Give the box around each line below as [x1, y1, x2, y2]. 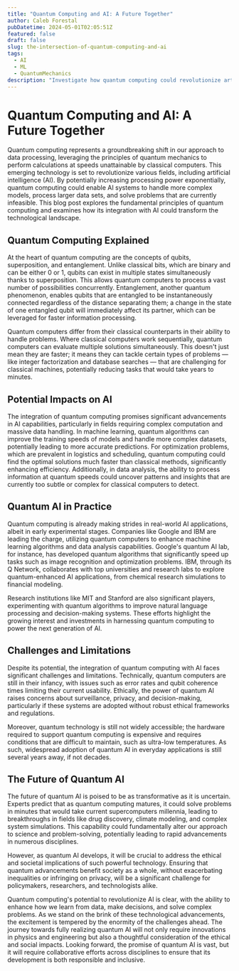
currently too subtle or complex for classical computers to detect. [7, 480, 199, 488]
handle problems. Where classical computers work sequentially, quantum [7, 335, 223, 343]
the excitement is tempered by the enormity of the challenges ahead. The [7, 918, 223, 926]
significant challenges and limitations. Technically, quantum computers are [7, 671, 226, 680]
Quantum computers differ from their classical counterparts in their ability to [7, 328, 230, 336]
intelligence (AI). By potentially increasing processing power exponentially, [7, 176, 226, 185]
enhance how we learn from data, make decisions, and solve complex [7, 903, 212, 911]
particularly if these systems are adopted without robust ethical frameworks [7, 701, 230, 709]
